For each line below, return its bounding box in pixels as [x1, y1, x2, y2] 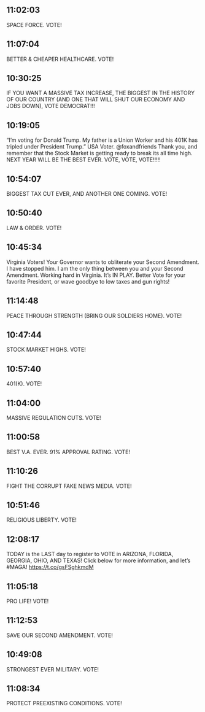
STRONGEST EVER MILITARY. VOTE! [6, 665, 99, 673]
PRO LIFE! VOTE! [6, 598, 49, 605]
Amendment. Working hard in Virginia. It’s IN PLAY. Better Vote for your [6, 271, 186, 279]
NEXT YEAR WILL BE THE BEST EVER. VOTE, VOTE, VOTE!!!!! [6, 156, 161, 163]
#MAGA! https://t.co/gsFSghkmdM [6, 563, 94, 571]
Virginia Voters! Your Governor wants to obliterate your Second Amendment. [6, 258, 199, 266]
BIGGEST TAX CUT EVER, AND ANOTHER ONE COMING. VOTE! [6, 190, 168, 198]
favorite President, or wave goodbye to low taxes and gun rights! [6, 277, 170, 285]
